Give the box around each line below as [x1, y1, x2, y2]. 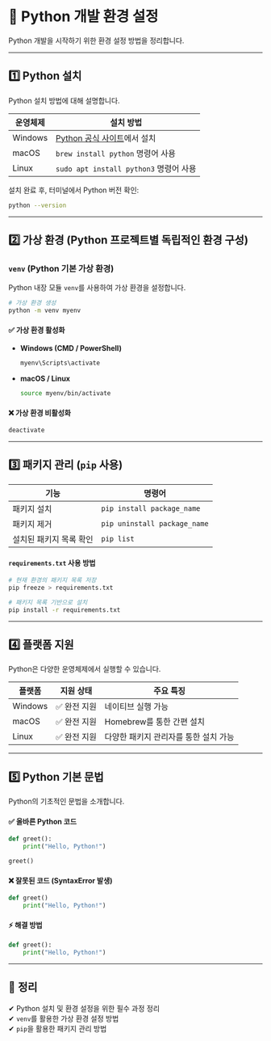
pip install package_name [101, 504, 201, 513]
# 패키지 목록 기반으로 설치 [8, 598, 88, 606]
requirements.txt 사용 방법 [8, 558, 96, 567]
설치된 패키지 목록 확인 [12, 533, 94, 545]
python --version [8, 201, 67, 209]
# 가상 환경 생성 [8, 299, 56, 307]
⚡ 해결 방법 [8, 920, 43, 929]
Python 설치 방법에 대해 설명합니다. [8, 95, 120, 105]
